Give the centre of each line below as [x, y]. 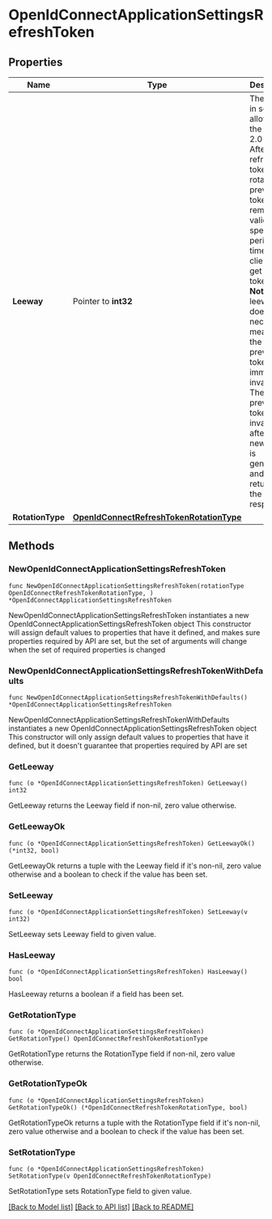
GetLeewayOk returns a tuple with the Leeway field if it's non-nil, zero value [135, 865]
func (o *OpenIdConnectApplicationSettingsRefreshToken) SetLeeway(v [128, 912]
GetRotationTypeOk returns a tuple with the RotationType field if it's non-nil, [134, 1122]
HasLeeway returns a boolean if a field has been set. [96, 994]
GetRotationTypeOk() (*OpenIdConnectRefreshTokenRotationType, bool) [128, 1107]
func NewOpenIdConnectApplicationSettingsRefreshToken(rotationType [126, 586]
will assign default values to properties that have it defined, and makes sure [134, 632]
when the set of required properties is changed [87, 650]
